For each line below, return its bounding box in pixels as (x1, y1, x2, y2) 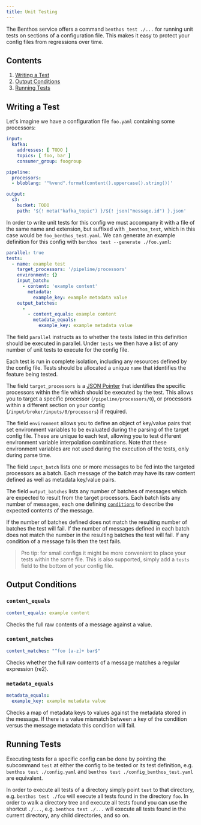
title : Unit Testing (6, 8, 58, 15)
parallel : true (6, 249, 44, 256)
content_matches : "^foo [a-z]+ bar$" (6, 648, 101, 654)
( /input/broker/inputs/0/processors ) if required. (6, 408, 128, 415)
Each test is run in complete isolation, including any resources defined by (6, 358, 187, 365)
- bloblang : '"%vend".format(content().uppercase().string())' (11, 180, 173, 187)
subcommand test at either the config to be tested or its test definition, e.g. (6, 761, 193, 768)
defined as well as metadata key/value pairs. (6, 476, 116, 483)
